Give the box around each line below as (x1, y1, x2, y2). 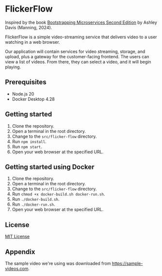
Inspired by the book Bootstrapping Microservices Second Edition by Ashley (5, 19, 158, 25)
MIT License (5, 234, 30, 240)
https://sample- (112, 260, 143, 266)
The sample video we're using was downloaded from (5, 260, 111, 266)
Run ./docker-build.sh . (12, 196, 60, 202)
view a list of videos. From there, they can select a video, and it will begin (5, 59, 151, 65)
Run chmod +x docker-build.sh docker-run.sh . (12, 191, 105, 197)
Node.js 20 (12, 91, 34, 97)
